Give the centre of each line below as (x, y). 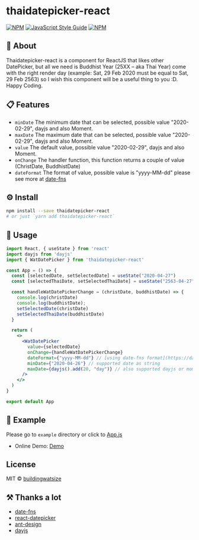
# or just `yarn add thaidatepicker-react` (61, 217)
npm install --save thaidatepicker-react (58, 211)
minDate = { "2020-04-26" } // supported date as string (94, 363)
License (21, 464)
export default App (30, 401)
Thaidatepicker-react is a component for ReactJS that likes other (85, 60)
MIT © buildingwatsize (34, 479)
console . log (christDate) (47, 298)
